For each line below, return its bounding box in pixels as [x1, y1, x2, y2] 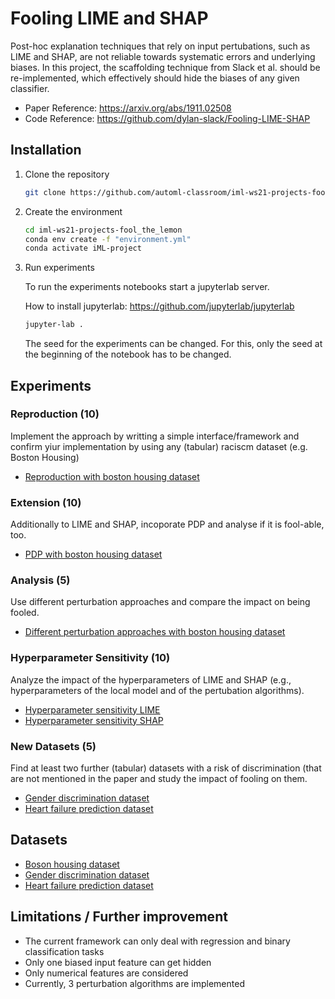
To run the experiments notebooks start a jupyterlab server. [24, 281, 270, 293]
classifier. [10, 82, 50, 94]
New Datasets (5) [10, 739, 97, 753]
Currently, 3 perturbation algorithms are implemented [24, 977, 245, 989]
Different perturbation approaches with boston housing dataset [24, 626, 286, 638]
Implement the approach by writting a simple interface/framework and [10, 430, 300, 442]
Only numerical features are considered [24, 967, 189, 979]
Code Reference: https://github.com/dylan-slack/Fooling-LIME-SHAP [24, 112, 311, 124]
